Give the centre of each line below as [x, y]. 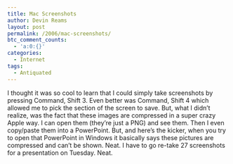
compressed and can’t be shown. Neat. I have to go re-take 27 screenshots [116, 145]
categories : [25, 53]
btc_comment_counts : [38, 40]
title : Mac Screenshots [42, 14]
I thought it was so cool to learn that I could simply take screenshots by [110, 93]
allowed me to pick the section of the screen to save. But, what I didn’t [109, 108]
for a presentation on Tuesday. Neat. [60, 153]
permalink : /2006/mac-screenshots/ [59, 33]
